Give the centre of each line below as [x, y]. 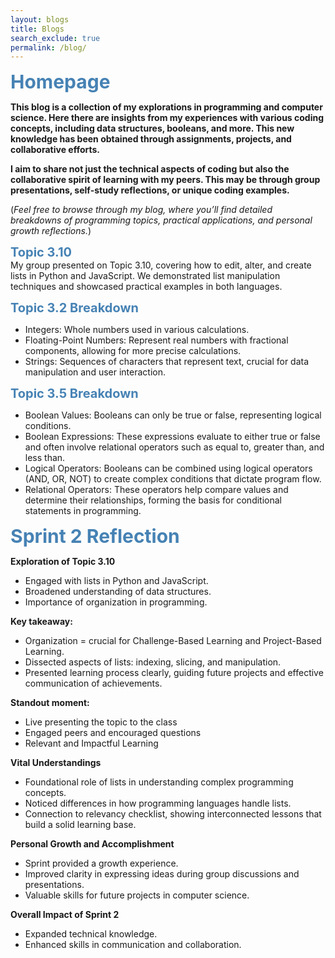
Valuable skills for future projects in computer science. [137, 895]
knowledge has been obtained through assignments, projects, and [151, 139]
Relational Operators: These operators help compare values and [156, 490]
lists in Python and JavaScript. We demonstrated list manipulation [145, 276]
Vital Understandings [56, 763]
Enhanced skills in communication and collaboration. [133, 945]
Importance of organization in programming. [116, 602]
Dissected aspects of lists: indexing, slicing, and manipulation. [153, 662]
